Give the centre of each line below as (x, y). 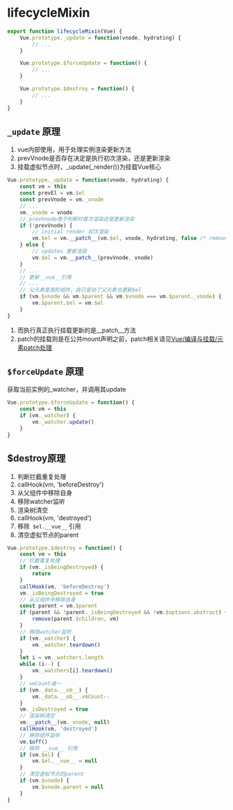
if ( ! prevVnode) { (46, 225)
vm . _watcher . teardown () (66, 645)
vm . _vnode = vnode (46, 212)
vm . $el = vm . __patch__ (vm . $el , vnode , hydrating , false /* (119, 238)
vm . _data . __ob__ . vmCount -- (71, 697)
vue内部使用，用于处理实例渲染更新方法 (74, 149)
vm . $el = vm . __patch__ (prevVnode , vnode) (93, 258)
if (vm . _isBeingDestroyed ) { (62, 567)
